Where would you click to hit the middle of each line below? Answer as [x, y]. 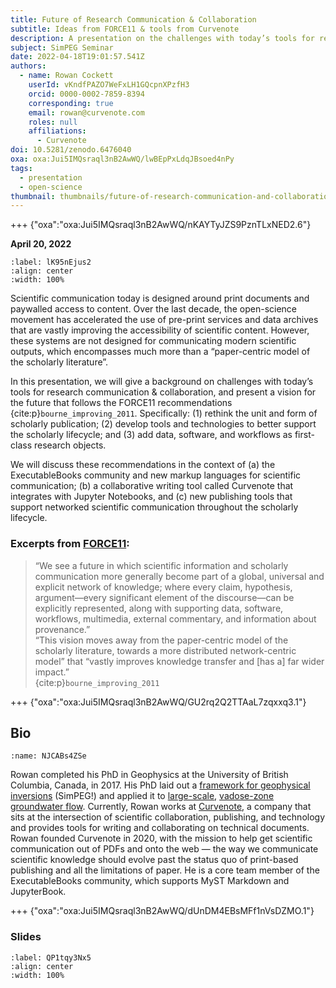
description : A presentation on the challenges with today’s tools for [162, 38]
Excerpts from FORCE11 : [70, 544]
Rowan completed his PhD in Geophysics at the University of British [149, 775]
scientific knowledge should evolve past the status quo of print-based [154, 860]
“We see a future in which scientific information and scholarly [161, 565]
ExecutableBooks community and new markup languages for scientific [156, 475]
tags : [21, 168]
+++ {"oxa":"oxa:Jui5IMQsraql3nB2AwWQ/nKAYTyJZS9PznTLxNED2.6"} [161, 225]
